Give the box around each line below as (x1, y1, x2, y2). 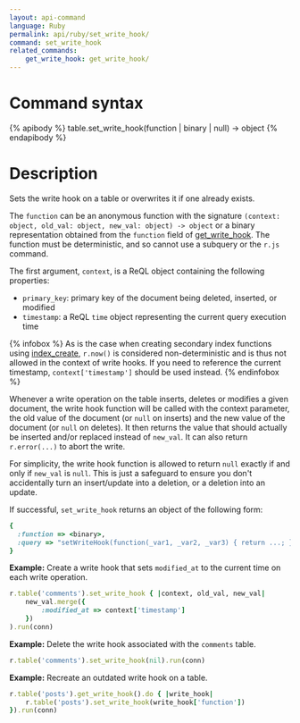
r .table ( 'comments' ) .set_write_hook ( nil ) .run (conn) (9, 656, 205, 665)
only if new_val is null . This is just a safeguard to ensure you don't (9, 467, 253, 478)
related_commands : (9, 46, 78, 55)
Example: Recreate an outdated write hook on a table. (9, 672, 208, 683)
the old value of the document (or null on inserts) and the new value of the (9, 412, 286, 423)
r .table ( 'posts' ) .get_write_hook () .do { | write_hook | (9, 689, 214, 698)
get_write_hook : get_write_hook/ (25, 55, 150, 63)
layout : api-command (9, 13, 87, 22)
